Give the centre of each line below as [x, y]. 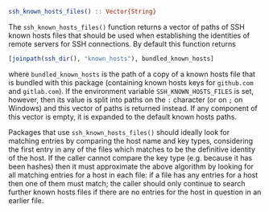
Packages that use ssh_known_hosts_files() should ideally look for [119, 132]
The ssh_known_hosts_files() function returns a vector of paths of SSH [127, 26]
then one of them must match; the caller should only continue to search [127, 183]
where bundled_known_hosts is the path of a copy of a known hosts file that [132, 74]
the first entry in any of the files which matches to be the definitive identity [132, 149]
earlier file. [26, 200]
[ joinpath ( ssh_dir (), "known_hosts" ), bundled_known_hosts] [112, 59]
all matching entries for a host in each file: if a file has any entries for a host [133, 175]
